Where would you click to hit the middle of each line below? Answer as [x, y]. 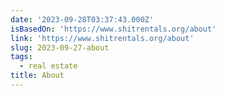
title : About [37, 76]
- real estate [48, 66]
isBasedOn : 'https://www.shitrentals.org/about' [113, 29]
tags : [21, 57]
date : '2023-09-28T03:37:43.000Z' [82, 19]
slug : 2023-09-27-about [60, 47]
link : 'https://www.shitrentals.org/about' [102, 38]
